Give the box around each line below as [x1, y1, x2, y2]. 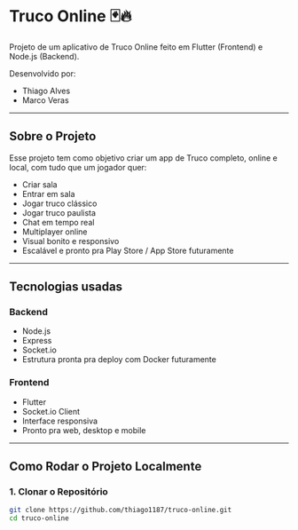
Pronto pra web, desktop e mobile [21, 424, 146, 435]
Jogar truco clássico [21, 198, 98, 209]
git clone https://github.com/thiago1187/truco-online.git [9, 506, 232, 515]
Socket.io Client [21, 406, 81, 416]
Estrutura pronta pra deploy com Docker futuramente [21, 354, 217, 365]
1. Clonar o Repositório [9, 486, 108, 498]
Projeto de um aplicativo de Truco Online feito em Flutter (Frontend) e [9, 41, 263, 52]
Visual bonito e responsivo [21, 235, 120, 246]
